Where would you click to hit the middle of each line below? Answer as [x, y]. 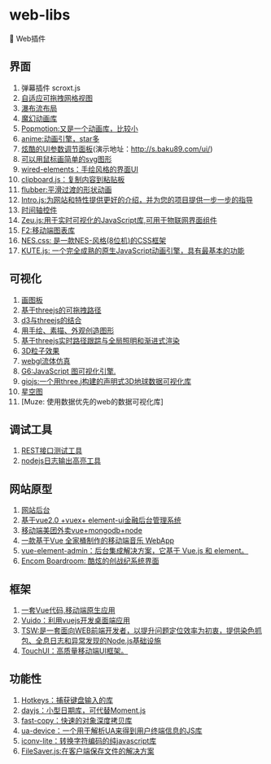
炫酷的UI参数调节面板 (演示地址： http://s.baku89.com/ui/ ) [117, 149]
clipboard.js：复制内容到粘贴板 [73, 179]
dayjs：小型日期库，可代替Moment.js [83, 710]
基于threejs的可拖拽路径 [61, 310]
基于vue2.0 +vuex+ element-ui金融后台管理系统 [101, 520]
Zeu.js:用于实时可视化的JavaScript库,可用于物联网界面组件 [119, 220]
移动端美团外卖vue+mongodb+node [82, 530]
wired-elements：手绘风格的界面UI [80, 169]
